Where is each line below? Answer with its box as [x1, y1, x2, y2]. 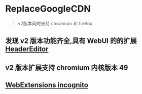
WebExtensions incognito [5, 81, 89, 89]
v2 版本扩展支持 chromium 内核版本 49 [5, 63, 128, 72]
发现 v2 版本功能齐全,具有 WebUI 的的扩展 [5, 36, 137, 45]
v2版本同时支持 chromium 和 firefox [17, 20, 93, 26]
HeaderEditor [5, 45, 49, 54]
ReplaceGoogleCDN [5, 3, 91, 15]
